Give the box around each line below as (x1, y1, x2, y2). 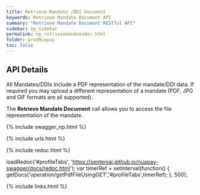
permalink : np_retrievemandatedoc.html (6, 31, 106, 37)
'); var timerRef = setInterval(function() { (70, 164, 170, 172)
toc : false (6, 43, 34, 49)
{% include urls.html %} (6, 135, 65, 142)
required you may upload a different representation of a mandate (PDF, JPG (6, 87, 193, 94)
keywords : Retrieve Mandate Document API (6, 14, 112, 20)
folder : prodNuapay (6, 37, 55, 43)
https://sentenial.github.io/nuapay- (72, 158, 159, 166)
